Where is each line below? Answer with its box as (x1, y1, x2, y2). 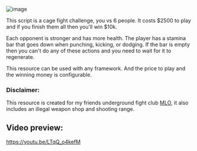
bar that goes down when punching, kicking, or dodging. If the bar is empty (6, 41, 190, 48)
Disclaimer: (6, 86, 40, 94)
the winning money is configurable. (6, 71, 92, 78)
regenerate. (6, 54, 35, 60)
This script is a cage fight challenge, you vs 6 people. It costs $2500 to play (6, 17, 191, 24)
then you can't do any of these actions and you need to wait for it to (6, 47, 172, 54)
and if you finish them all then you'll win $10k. (6, 24, 117, 30)
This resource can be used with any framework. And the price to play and (6, 65, 186, 72)
